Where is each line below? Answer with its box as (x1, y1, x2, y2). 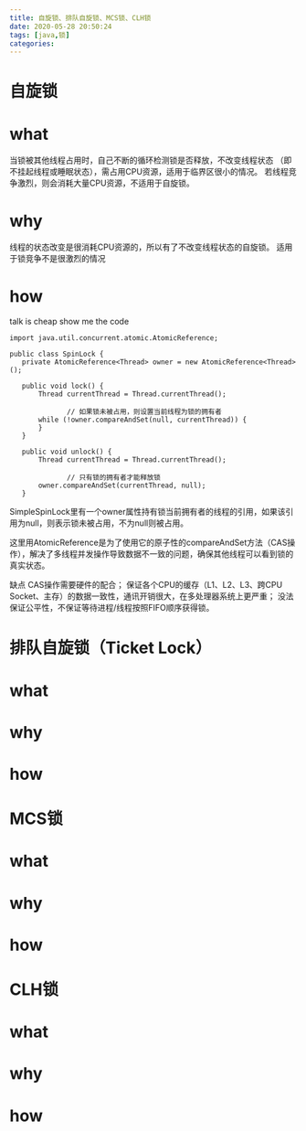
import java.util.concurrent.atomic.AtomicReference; (9, 334, 219, 343)
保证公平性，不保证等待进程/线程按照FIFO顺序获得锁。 (9, 603, 215, 614)
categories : (9, 38, 55, 48)
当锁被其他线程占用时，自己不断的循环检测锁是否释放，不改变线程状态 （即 (9, 155, 292, 165)
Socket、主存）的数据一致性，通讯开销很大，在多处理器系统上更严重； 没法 (9, 591, 294, 602)
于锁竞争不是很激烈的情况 (9, 253, 106, 264)
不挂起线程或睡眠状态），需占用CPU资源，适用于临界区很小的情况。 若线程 (9, 166, 290, 177)
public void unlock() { (21, 447, 112, 457)
